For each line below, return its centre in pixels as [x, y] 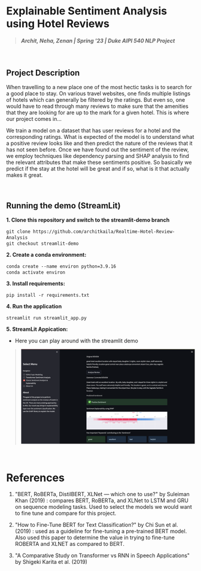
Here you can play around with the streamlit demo [77, 341]
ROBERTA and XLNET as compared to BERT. [69, 544]
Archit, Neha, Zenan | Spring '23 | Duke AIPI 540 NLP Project [98, 41]
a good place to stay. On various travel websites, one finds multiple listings [98, 93]
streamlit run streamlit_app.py [46, 318]
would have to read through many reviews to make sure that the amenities [97, 107]
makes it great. [25, 175]
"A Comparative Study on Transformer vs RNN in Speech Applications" [102, 555]
